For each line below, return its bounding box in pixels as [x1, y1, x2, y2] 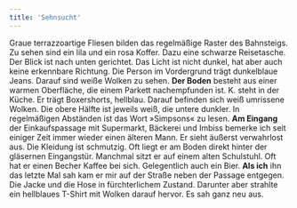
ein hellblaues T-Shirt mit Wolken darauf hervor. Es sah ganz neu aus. [9, 188, 264, 199]
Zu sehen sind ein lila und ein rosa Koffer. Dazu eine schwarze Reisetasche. [9, 46, 286, 58]
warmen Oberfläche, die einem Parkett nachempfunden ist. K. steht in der [9, 84, 280, 95]
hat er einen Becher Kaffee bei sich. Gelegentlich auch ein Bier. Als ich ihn [9, 160, 282, 171]
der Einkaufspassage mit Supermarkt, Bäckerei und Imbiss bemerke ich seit [9, 122, 286, 133]
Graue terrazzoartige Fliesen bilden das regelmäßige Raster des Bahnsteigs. [9, 37, 289, 48]
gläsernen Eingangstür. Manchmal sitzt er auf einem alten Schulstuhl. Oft [9, 150, 277, 161]
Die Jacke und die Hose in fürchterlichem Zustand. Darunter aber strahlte [9, 179, 278, 189]
